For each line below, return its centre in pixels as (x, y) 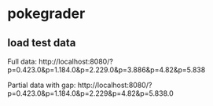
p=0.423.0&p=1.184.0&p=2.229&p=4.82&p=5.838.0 (90, 93)
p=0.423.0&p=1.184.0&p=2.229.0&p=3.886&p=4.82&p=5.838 (106, 70)
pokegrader (46, 14)
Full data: (22, 61)
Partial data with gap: (42, 85)
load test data (42, 43)
